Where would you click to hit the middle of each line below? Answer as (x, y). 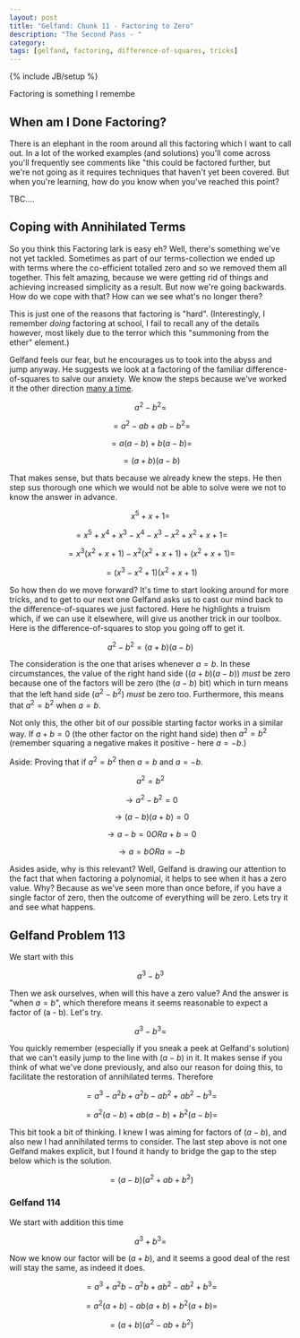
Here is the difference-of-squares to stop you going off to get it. (127, 627)
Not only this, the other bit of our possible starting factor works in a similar (146, 722)
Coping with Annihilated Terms (98, 227)
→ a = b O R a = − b (152, 851)
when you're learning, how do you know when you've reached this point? (145, 181)
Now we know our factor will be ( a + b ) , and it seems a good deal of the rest (150, 1258)
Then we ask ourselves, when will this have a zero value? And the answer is (149, 993)
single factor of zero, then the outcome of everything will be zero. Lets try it (149, 898)
